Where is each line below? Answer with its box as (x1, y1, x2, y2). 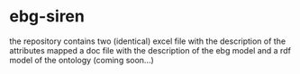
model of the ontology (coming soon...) (9, 54, 155, 65)
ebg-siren (9, 6, 86, 27)
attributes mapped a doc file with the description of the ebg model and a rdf (9, 45, 291, 55)
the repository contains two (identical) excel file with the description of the (9, 36, 286, 46)
